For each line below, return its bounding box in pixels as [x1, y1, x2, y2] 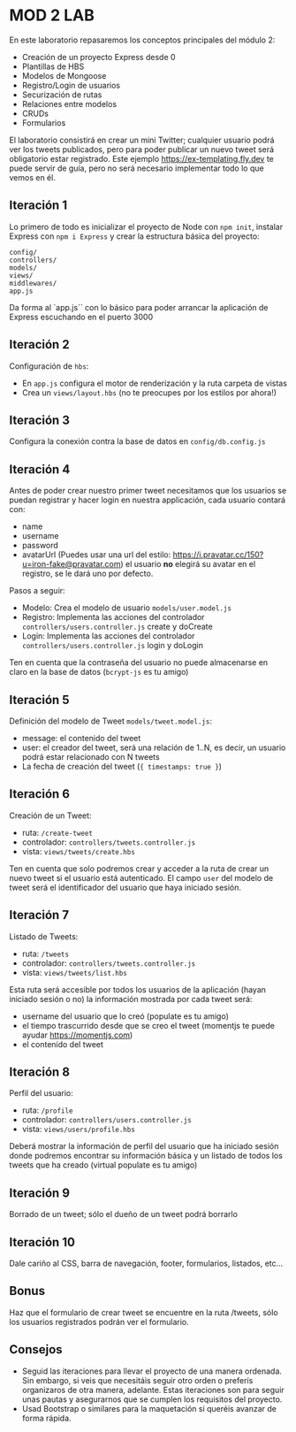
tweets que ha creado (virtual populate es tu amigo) [9, 1160, 198, 1170]
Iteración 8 [9, 1065, 71, 1080]
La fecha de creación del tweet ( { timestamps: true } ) [21, 762, 223, 771]
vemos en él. [9, 172, 56, 182]
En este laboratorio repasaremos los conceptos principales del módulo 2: [9, 34, 276, 45]
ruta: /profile [21, 1105, 73, 1115]
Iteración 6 [9, 786, 71, 801]
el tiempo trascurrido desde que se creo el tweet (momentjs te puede [21, 1020, 276, 1030]
